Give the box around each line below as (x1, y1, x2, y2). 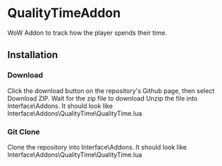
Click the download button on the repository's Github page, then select (7, 87, 215, 95)
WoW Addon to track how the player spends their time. (7, 28, 167, 37)
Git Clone (7, 126, 40, 136)
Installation (7, 49, 58, 61)
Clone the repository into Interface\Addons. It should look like (7, 143, 187, 151)
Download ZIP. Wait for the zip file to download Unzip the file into (7, 94, 198, 102)
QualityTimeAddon (7, 5, 121, 21)
